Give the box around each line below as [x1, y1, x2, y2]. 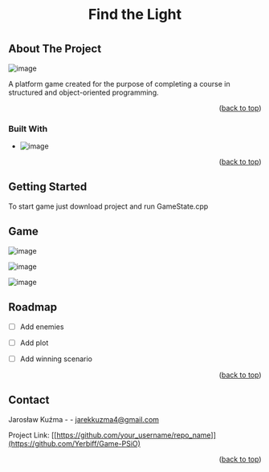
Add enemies [19, 322, 64, 332]
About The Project [8, 42, 102, 56]
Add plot [19, 338, 49, 348]
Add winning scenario [19, 354, 92, 364]
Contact [8, 393, 50, 407]
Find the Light [88, 6, 182, 24]
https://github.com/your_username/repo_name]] [55, 430, 217, 440]
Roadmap [8, 300, 58, 314]
